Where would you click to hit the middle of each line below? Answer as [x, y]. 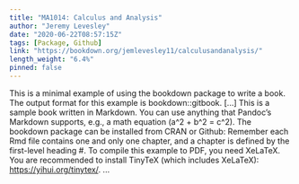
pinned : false [36, 68]
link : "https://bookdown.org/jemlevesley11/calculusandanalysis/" [136, 51]
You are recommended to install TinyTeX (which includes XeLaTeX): [134, 160]
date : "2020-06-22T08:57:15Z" [66, 34]
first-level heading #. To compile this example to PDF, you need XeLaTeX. [145, 150]
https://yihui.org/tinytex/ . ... [60, 169]
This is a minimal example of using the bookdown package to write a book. [147, 93]
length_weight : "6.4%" [52, 59]
